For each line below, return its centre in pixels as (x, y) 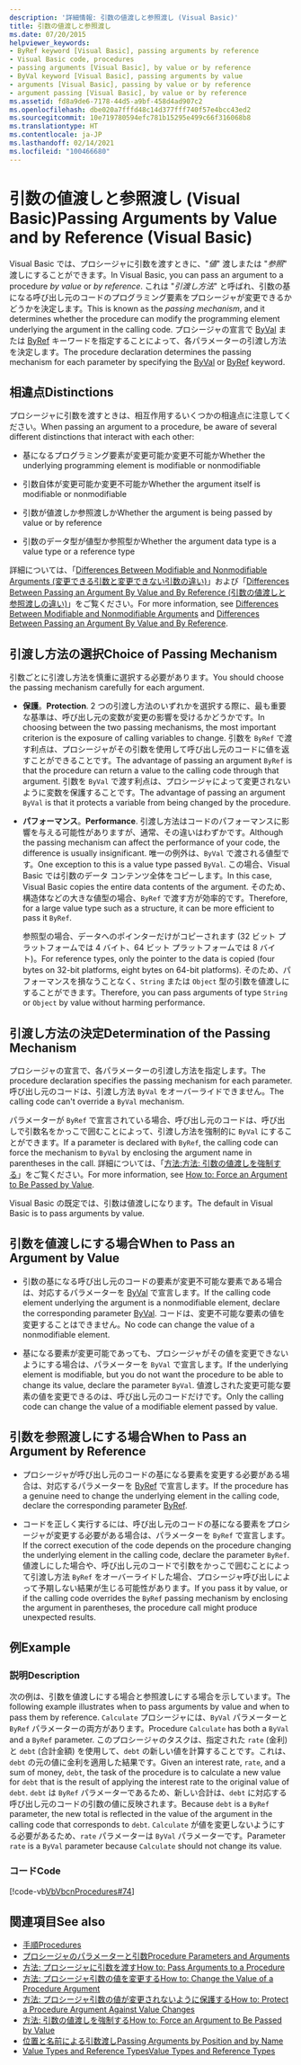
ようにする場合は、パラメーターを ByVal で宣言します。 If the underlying (155, 1364)
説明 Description (45, 1675)
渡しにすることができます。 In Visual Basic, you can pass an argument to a (146, 274)
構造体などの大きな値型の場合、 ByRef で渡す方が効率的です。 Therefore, (155, 898)
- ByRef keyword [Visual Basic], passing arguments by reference (134, 51)
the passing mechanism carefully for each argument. (107, 688)
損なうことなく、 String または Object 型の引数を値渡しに (184, 982)
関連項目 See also (58, 1922)
